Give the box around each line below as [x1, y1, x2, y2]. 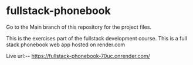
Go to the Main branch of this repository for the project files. [6, 23, 151, 30]
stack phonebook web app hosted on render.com [6, 41, 126, 48]
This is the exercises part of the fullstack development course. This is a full [6, 35, 188, 42]
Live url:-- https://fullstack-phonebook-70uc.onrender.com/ [6, 52, 151, 59]
